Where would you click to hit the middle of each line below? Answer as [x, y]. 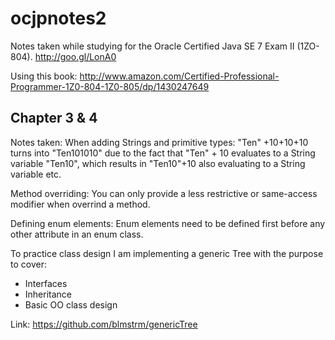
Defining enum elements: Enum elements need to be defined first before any [168, 223]
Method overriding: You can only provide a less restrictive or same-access [164, 193]
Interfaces [46, 283]
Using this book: [44, 76]
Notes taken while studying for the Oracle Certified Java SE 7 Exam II [152, 46]
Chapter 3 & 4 [54, 118]
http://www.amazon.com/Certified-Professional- [179, 76]
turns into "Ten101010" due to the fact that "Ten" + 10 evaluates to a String [163, 153]
